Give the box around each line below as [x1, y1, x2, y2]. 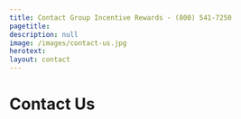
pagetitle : [9, 22, 51, 31]
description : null [9, 30, 79, 39]
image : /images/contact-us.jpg [9, 38, 127, 48]
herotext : [9, 47, 47, 56]
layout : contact [9, 55, 70, 64]
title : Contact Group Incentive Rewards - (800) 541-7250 [9, 13, 232, 23]
